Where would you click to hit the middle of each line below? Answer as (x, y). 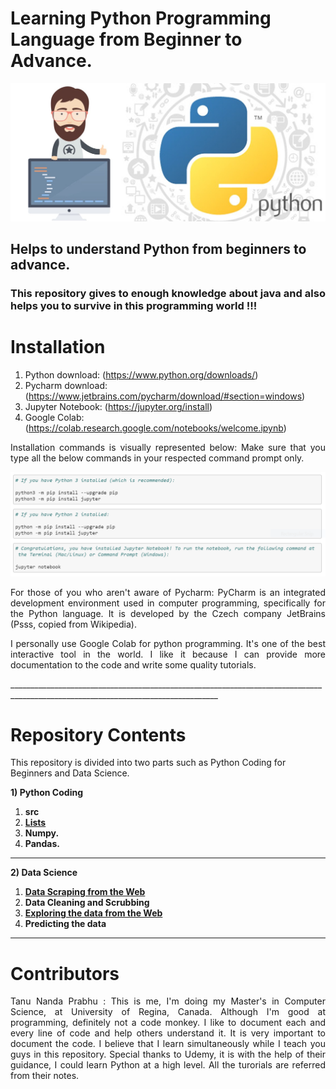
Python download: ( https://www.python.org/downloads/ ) (141, 375)
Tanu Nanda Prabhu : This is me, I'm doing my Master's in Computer (168, 1001)
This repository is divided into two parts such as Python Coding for (148, 763)
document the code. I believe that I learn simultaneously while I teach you (168, 1044)
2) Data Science (44, 873)
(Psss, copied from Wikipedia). (73, 624)
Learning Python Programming (141, 18)
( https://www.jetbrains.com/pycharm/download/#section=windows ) (165, 396)
